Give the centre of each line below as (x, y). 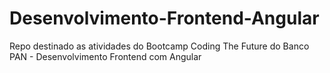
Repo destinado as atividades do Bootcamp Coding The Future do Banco (159, 46)
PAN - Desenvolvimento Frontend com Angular (105, 56)
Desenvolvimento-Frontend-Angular (164, 18)
